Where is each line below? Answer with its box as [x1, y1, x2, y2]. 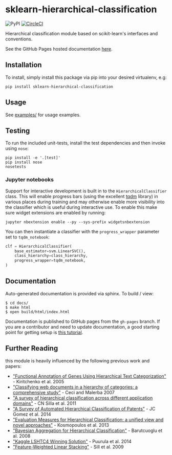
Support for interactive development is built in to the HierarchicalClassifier [5, 188, 167, 194]
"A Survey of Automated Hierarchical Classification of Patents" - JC [12, 405, 156, 411]
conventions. [5, 36, 33, 42]
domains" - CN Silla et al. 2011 [12, 400, 77, 406]
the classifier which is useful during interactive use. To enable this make [5, 204, 158, 210]
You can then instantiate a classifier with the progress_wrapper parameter [5, 228, 160, 234]
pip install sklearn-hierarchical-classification [5, 84, 114, 89]
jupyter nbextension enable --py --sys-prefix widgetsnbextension [5, 219, 150, 225]
